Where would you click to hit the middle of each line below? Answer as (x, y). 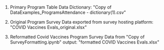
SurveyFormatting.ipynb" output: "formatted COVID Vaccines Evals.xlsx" (84, 42)
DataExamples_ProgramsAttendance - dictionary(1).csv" (68, 12)
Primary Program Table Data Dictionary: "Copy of (60, 7)
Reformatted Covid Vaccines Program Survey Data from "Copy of (77, 37)
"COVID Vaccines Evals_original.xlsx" (48, 27)
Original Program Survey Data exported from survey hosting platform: (81, 22)
